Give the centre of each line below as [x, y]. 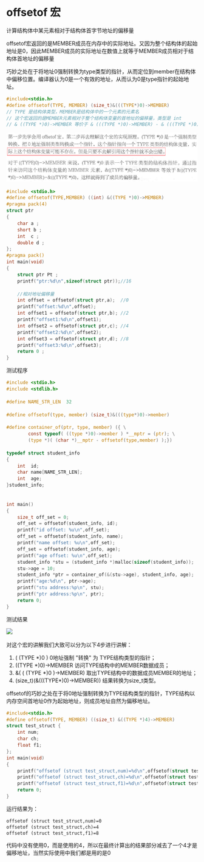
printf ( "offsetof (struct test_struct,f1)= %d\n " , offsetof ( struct [102, 784]
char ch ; [28, 739]
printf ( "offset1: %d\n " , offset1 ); [59, 320]
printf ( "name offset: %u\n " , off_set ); [66, 543]
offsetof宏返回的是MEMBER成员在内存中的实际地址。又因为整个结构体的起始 [102, 43]
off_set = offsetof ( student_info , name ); [70, 536]
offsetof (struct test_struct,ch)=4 [53, 827]
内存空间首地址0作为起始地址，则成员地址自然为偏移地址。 [80, 701]
